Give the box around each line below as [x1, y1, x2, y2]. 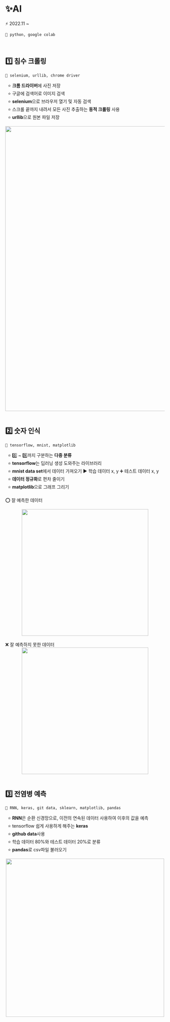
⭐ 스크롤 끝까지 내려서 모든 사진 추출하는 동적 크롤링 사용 [7, 106, 120, 112]
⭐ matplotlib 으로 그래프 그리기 [7, 484, 69, 490]
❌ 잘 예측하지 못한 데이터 [5, 641, 55, 647]
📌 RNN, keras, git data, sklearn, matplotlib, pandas [5, 806, 121, 811]
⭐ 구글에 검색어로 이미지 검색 [7, 90, 65, 96]
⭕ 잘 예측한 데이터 [5, 497, 43, 503]
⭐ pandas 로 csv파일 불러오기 [7, 847, 67, 853]
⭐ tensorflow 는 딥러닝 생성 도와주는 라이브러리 [7, 460, 102, 466]
